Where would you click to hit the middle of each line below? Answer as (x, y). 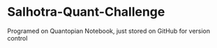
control (17, 38)
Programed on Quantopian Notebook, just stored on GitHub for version (109, 31)
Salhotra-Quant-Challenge (86, 12)
